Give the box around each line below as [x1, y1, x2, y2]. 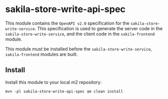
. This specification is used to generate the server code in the [34, 25, 163, 31]
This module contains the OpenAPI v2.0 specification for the [5, 20, 130, 26]
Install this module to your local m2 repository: [5, 79, 102, 85]
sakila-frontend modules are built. [5, 51, 78, 57]
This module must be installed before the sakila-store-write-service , [5, 46, 152, 52]
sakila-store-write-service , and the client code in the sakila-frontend [5, 31, 155, 37]
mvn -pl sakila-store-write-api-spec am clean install [5, 89, 123, 94]
